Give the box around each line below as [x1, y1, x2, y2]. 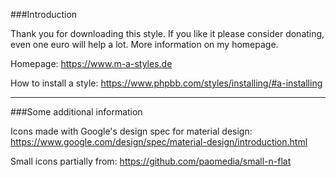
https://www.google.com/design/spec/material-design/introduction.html [10, 136, 308, 148]
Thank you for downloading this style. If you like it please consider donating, [10, 28, 325, 39]
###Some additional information [10, 106, 143, 118]
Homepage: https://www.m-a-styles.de [10, 58, 173, 69]
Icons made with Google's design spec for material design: [10, 125, 253, 137]
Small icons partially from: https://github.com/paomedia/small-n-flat [10, 155, 292, 167]
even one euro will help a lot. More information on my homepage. [10, 39, 279, 50]
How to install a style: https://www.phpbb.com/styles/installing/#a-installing [10, 77, 323, 89]
